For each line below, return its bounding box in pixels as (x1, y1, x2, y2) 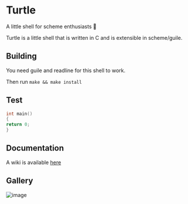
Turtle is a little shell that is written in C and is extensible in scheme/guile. (6, 34, 183, 41)
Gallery (6, 176, 33, 186)
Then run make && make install (6, 78, 82, 85)
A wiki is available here (6, 159, 61, 166)
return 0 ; (6, 121, 30, 128)
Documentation (6, 143, 64, 153)
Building (6, 51, 37, 62)
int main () (6, 111, 33, 117)
